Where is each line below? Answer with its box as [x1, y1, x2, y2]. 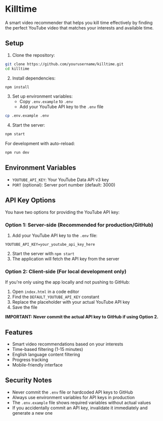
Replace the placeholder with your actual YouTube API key [12, 299, 130, 305]
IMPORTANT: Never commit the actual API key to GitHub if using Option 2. [5, 314, 159, 320]
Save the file [12, 304, 38, 310]
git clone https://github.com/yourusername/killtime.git [5, 61, 124, 67]
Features [5, 328, 33, 337]
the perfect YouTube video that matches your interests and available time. [5, 25, 154, 30]
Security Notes [5, 376, 52, 385]
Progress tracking [12, 357, 48, 363]
